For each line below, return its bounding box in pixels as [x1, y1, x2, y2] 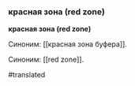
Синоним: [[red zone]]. [8, 54, 84, 65]
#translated [8, 70, 46, 80]
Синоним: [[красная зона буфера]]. [8, 39, 128, 49]
